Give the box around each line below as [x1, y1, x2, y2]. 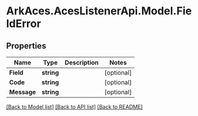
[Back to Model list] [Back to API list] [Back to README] [6, 103, 143, 110]
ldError [6, 17, 42, 30]
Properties [6, 41, 47, 51]
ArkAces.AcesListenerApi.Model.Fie [6, 4, 192, 18]
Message [9, 88, 36, 96]
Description [64, 59, 99, 66]
